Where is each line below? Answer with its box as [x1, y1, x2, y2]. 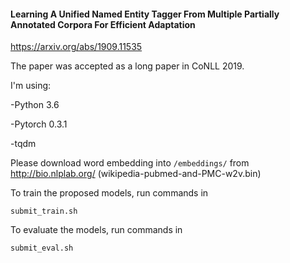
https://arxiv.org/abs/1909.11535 [10, 41, 143, 53]
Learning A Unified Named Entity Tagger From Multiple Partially [10, 8, 280, 20]
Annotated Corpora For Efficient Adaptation [10, 18, 196, 30]
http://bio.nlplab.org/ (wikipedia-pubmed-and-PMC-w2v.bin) [10, 168, 262, 180]
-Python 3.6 [10, 99, 60, 111]
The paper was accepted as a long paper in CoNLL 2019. [10, 60, 245, 72]
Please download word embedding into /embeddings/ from [10, 157, 250, 169]
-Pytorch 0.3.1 [10, 118, 68, 130]
